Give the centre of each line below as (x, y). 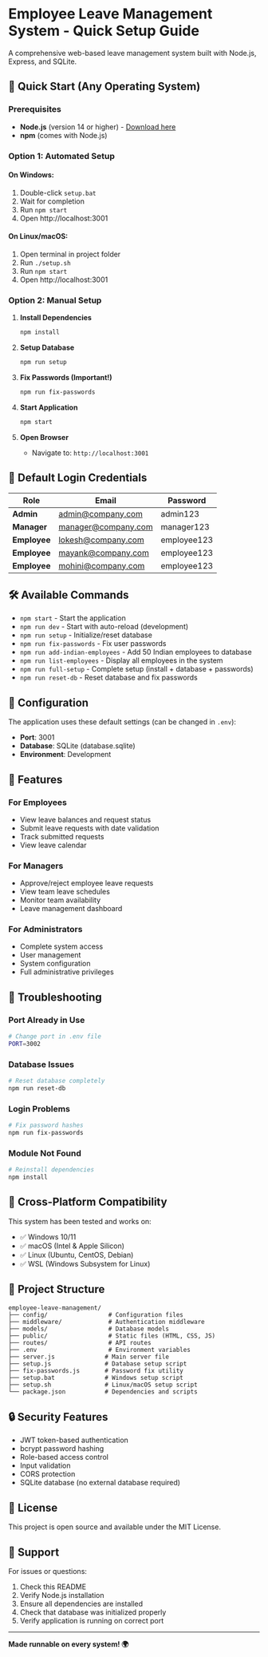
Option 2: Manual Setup (55, 300)
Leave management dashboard (71, 909)
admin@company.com (101, 513)
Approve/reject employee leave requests (87, 883)
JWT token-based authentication (74, 1440)
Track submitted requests (62, 836)
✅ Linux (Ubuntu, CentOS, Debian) (77, 1255)
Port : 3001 (37, 737)
